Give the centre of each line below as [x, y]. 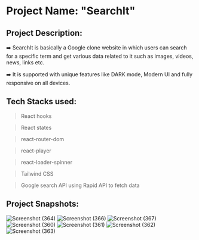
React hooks [36, 116]
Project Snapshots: [43, 204]
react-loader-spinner [47, 162]
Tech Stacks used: [41, 102]
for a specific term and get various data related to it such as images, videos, [100, 56]
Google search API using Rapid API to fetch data [80, 185]
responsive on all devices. [38, 83]
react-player [36, 151]
